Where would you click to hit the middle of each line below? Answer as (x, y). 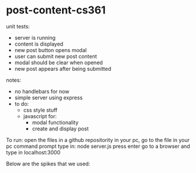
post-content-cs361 (56, 10)
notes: (14, 80)
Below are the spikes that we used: (48, 164)
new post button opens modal (50, 50)
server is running (35, 37)
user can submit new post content (56, 56)
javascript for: (40, 116)
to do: (22, 103)
